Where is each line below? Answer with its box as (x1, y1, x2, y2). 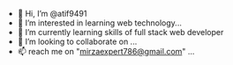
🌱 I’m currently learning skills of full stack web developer (17, 27, 224, 37)
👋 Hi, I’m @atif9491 (17, 9, 87, 18)
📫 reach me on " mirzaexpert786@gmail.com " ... (17, 47, 195, 56)
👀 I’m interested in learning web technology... (17, 18, 183, 28)
